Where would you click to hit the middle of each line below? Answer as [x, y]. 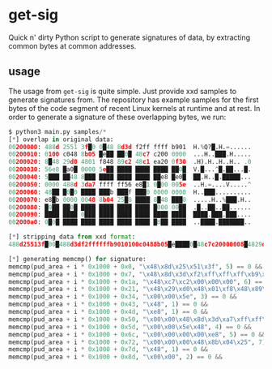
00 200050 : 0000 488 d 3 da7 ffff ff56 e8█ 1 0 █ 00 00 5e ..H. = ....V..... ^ [130, 184]
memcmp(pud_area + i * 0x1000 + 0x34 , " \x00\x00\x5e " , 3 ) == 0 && [123, 297]
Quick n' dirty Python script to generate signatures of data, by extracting [130, 37]
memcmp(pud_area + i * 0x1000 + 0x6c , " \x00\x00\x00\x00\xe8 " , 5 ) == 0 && [137, 334]
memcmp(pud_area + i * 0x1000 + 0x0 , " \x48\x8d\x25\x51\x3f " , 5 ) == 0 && [136, 266]
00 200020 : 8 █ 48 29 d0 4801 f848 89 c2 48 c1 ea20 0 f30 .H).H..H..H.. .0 [130, 162]
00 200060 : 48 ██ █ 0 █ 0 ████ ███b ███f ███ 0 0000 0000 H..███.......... [130, 192]
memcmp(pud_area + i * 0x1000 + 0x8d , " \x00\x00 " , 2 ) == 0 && [115, 357]
